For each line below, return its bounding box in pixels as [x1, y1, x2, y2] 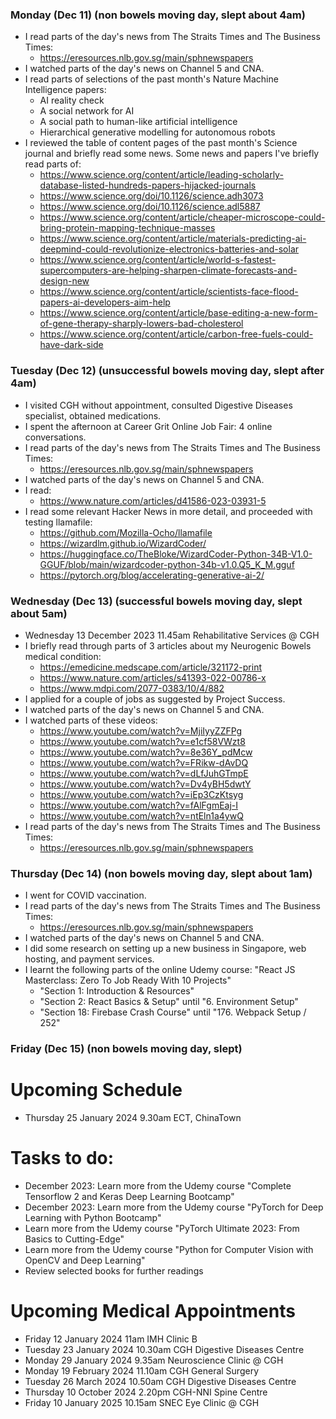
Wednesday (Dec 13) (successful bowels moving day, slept [10, 594, 303, 608]
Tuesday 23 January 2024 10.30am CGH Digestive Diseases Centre [24, 1343, 305, 1355]
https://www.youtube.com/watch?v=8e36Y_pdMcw [39, 746, 253, 758]
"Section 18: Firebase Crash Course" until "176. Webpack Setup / [39, 1006, 307, 1018]
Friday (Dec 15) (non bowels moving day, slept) [10, 1042, 243, 1056]
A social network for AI [39, 105, 135, 117]
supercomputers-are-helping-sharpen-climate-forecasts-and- [39, 264, 298, 277]
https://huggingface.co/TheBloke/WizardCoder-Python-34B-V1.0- [39, 548, 313, 560]
